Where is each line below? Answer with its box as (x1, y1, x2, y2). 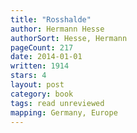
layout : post (10, 80, 65, 90)
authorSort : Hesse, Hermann (10, 33, 128, 43)
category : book (10, 89, 74, 99)
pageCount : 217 (10, 42, 74, 53)
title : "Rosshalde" (10, 14, 92, 25)
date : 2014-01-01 (10, 52, 83, 62)
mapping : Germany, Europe (10, 107, 118, 118)
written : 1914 (10, 61, 70, 71)
